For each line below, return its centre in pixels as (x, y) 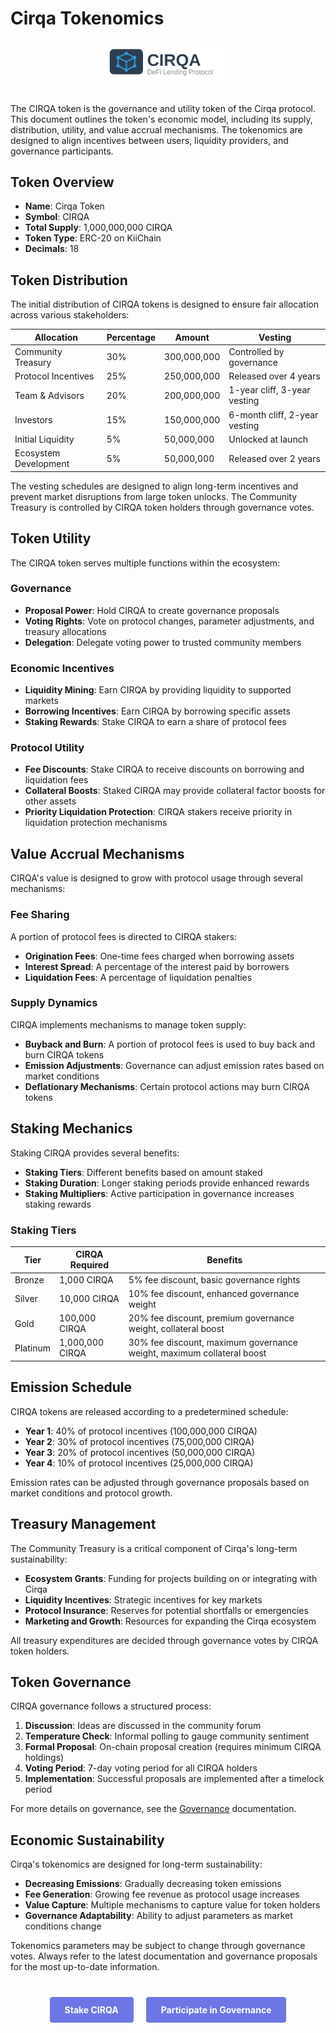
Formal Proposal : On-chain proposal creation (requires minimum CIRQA (173, 1747)
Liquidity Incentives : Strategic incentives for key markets (143, 1599)
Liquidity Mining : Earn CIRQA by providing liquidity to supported (158, 690)
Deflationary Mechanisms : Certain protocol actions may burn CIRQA (167, 1086)
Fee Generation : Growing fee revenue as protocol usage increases (162, 1894)
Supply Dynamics (54, 1003)
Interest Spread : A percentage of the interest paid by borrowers (157, 966)
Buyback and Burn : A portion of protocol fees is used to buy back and (169, 1044)
